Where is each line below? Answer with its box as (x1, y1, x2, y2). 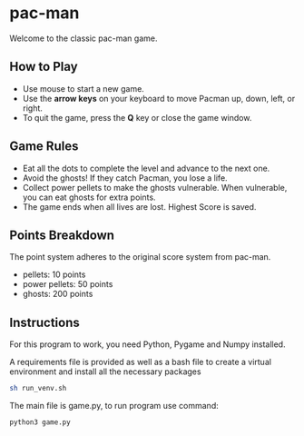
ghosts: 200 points (22, 289, 93, 300)
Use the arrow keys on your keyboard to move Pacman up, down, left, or (22, 93, 296, 104)
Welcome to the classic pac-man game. (9, 33, 158, 44)
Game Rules (9, 139, 79, 154)
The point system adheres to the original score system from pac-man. (9, 252, 271, 263)
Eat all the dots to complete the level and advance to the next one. (22, 163, 270, 173)
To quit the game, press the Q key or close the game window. (22, 112, 252, 123)
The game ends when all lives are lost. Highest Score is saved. (22, 201, 257, 212)
